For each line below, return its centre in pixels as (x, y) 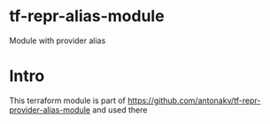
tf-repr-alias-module (87, 16)
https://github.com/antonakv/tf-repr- (194, 100)
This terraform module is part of (67, 100)
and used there (120, 109)
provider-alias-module (50, 109)
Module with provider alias (58, 40)
